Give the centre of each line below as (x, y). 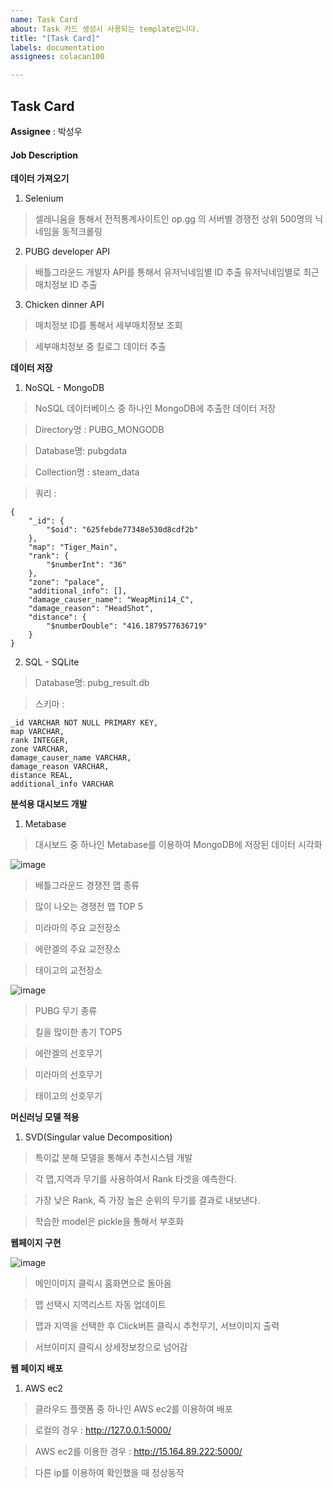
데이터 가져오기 (40, 178)
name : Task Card (44, 19)
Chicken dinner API (64, 305)
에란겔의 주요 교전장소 (78, 949)
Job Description (44, 155)
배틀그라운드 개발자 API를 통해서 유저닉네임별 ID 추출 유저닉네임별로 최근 (177, 272)
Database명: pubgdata (81, 451)
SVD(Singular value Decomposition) (98, 1137)
